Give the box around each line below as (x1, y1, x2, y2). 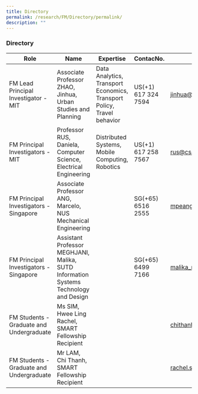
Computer (57, 148, 85, 156)
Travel (95, 109, 113, 117)
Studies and (57, 105, 90, 113)
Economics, (95, 86, 128, 95)
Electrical (57, 162, 83, 171)
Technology (57, 285, 90, 293)
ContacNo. (134, 54, 165, 63)
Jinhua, (57, 90, 78, 98)
